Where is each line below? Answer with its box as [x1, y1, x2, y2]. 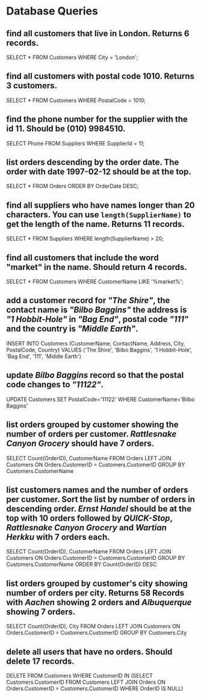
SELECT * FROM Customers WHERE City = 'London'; [6, 54, 138, 61]
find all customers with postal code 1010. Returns [6, 71, 194, 82]
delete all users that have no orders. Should [6, 646, 173, 657]
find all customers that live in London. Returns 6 [6, 28, 190, 39]
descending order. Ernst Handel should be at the [6, 503, 191, 514]
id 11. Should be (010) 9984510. [6, 124, 126, 134]
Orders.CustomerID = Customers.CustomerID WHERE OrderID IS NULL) [6, 684, 184, 692]
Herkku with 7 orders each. [6, 532, 110, 542]
